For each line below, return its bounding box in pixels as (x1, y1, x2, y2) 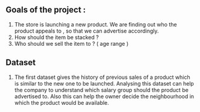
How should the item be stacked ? (14, 33, 99, 41)
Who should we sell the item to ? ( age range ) (14, 40, 129, 47)
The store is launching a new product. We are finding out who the (14, 20, 177, 28)
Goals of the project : (5, 5, 86, 15)
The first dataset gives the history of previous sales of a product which (14, 73, 190, 81)
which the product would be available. (14, 99, 110, 106)
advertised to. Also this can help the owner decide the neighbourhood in (14, 93, 194, 100)
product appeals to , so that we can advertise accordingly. (14, 27, 159, 34)
